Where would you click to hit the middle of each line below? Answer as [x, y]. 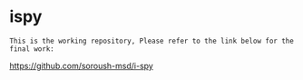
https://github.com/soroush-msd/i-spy [82, 65]
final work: [32, 49]
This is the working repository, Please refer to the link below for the [152, 41]
